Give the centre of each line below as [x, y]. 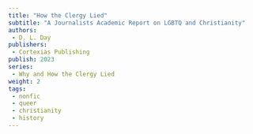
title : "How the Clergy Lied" [58, 15]
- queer [24, 103]
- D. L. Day [31, 37]
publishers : [28, 45]
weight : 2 [25, 81]
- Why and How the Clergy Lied [63, 74]
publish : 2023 [32, 60]
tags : [17, 89]
